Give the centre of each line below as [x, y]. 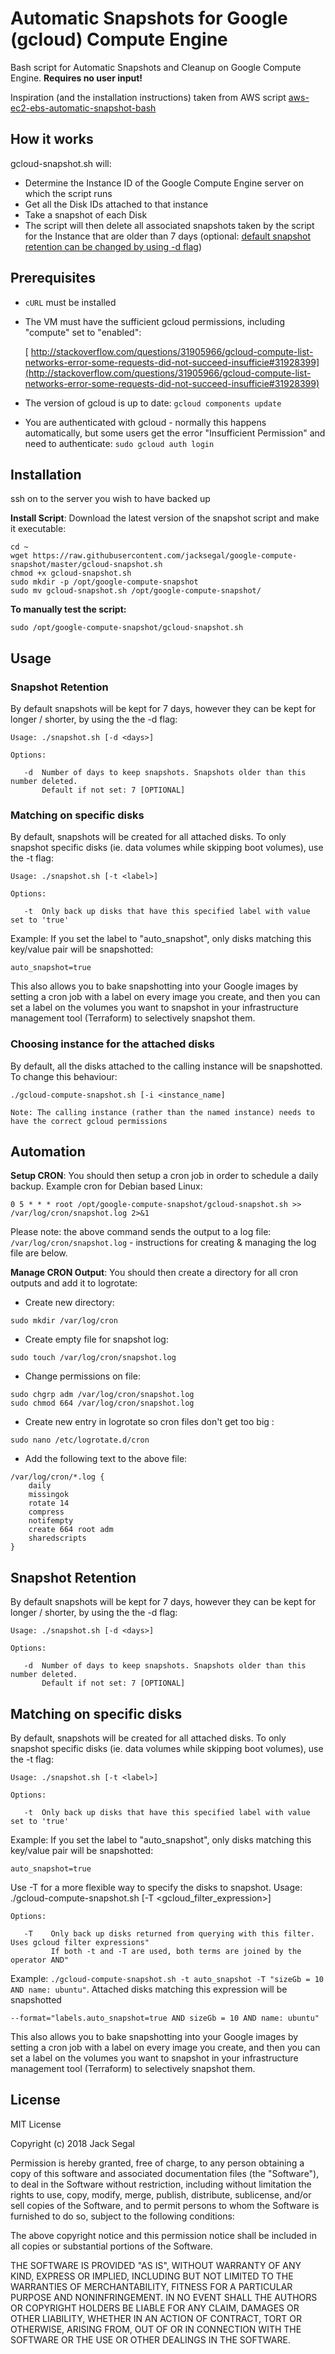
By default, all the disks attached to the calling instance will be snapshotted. [166, 1066]
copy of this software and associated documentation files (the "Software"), [165, 2173]
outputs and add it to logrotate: [74, 1283]
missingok [49, 1495]
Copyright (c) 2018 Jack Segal [72, 2143]
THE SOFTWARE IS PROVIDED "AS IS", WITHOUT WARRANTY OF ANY [156, 2265]
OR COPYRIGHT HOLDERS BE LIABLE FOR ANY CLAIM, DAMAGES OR [155, 2308]
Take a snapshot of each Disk [86, 214]
